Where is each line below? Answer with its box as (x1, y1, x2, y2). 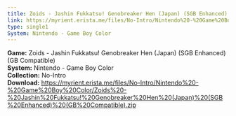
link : (7, 17, 23, 24)
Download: (7, 78, 40, 87)
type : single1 (7, 23, 49, 30)
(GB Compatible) (7, 57, 56, 65)
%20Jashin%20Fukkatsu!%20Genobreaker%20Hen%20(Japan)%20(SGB (7, 94, 223, 102)
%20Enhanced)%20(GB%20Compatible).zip (7, 101, 137, 109)
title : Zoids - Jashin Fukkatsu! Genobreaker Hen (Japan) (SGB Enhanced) (7, 10, 228, 17)
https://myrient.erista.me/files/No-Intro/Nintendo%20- (41, 78, 199, 87)
